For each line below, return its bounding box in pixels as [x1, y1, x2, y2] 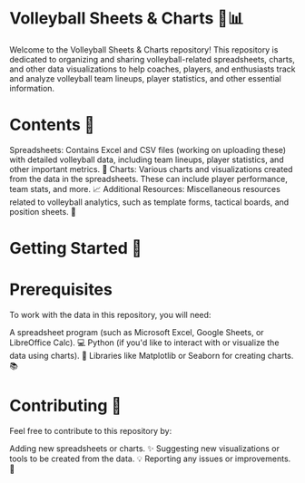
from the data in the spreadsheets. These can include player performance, [9, 173, 288, 184]
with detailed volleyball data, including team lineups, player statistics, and [9, 154, 284, 165]
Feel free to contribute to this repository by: [9, 425, 172, 436]
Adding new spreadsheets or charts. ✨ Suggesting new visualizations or [9, 442, 280, 454]
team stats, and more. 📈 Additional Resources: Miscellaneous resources [9, 183, 281, 194]
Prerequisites [9, 279, 113, 300]
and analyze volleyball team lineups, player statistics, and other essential [9, 72, 281, 83]
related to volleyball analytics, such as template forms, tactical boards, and [9, 197, 290, 208]
